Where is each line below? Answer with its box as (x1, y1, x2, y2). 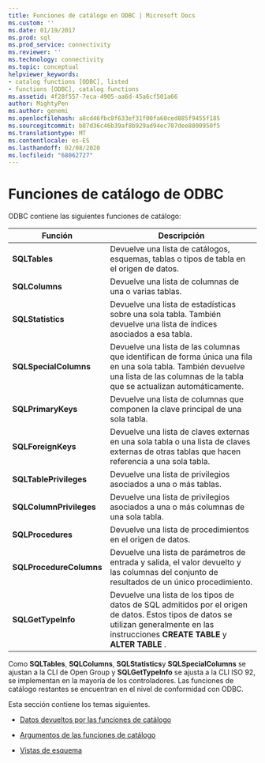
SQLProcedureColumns (12, 562, 103, 573)
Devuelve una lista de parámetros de (110, 547, 246, 558)
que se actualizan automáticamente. (110, 381, 244, 392)
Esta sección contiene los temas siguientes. (8, 700, 151, 709)
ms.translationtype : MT (8, 129, 87, 137)
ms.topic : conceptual (8, 63, 80, 71)
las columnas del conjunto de (110, 567, 218, 578)
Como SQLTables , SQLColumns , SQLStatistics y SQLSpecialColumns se (8, 659, 247, 669)
